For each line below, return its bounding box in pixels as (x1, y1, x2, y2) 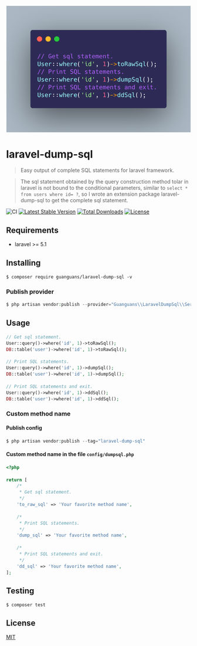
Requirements (6, 225, 59, 235)
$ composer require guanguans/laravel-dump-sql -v (6, 274, 133, 280)
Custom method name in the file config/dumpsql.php (6, 451, 134, 458)
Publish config (6, 424, 42, 431)
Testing (6, 586, 35, 596)
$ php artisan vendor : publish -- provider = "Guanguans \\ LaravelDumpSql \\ (6, 302, 185, 308)
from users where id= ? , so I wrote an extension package (20, 191, 160, 198)
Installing (6, 258, 41, 268)
